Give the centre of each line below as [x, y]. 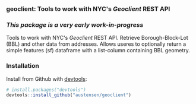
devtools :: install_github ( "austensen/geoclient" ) [69, 95]
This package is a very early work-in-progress [75, 24]
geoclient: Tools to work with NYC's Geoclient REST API [88, 9]
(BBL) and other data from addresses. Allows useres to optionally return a [96, 44]
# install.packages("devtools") [46, 90]
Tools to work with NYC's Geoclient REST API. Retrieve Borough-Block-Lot [97, 38]
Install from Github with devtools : [47, 78]
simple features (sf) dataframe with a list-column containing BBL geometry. [98, 51]
